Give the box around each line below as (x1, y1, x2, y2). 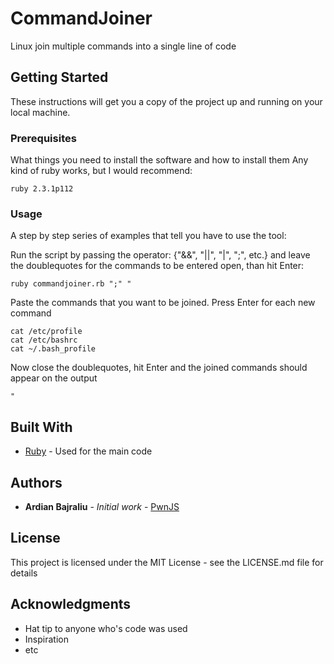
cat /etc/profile (10, 327, 83, 337)
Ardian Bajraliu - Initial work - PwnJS (24, 500, 180, 512)
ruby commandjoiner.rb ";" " (10, 279, 132, 289)
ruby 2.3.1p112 (10, 184, 74, 194)
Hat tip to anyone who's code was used (24, 622, 188, 634)
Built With (10, 418, 73, 436)
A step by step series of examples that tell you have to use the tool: (10, 230, 287, 242)
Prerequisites (10, 131, 77, 145)
